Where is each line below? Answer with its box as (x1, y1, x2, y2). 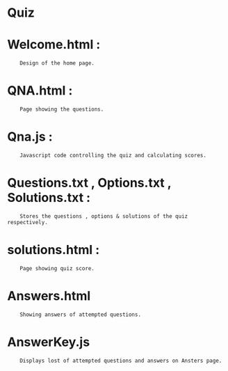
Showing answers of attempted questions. (19, 311, 141, 318)
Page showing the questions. (19, 106, 104, 113)
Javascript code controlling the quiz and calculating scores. (19, 152, 207, 159)
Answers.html (7, 288, 91, 304)
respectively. (7, 219, 49, 226)
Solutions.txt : (7, 190, 91, 206)
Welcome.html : (7, 37, 101, 53)
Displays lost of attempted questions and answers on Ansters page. (19, 357, 222, 364)
